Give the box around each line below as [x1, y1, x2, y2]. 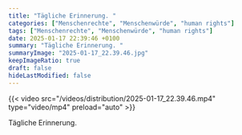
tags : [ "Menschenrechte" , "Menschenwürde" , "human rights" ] [8, 27, 214, 35]
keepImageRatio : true [8, 57, 81, 65]
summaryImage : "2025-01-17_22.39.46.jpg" [8, 49, 149, 57]
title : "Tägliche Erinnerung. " [8, 11, 116, 20]
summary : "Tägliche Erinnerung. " [8, 42, 124, 50]
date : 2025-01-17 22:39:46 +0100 [8, 34, 120, 43]
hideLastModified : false [8, 72, 91, 80]
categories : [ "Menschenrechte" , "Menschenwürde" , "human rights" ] [8, 19, 235, 27]
